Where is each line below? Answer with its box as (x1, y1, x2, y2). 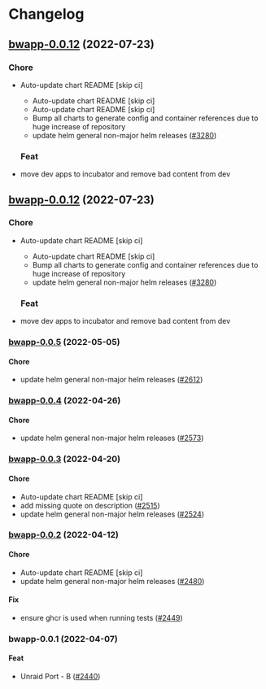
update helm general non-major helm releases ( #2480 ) (20, 576, 205, 586)
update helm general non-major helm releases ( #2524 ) (20, 509, 205, 519)
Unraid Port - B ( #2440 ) (20, 671, 101, 681)
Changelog (8, 5, 85, 24)
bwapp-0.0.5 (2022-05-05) (8, 337, 120, 348)
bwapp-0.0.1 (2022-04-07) (8, 633, 118, 644)
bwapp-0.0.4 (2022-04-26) (8, 395, 121, 407)
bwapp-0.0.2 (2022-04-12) (8, 530, 120, 541)
